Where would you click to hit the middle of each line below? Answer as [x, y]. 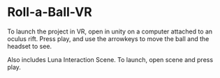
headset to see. [30, 46]
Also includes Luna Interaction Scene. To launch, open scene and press [110, 59]
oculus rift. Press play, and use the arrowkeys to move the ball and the [108, 38]
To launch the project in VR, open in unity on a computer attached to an [110, 31]
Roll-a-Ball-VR [50, 12]
